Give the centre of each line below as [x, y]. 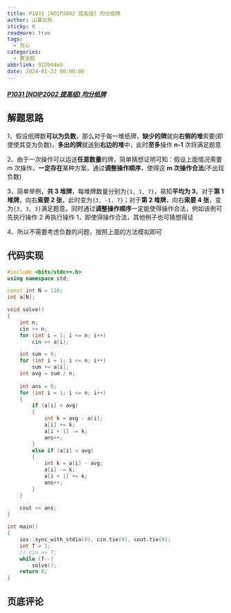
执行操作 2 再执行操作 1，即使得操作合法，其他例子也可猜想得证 [103, 217]
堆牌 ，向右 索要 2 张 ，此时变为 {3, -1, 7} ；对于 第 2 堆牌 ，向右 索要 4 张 [108, 200]
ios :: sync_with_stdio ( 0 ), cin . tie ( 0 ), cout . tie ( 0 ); [95, 540]
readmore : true [29, 33]
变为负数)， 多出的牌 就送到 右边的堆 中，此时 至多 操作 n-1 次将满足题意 [123, 144]
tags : [15, 39]
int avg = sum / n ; [48, 373]
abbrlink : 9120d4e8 [35, 65]
